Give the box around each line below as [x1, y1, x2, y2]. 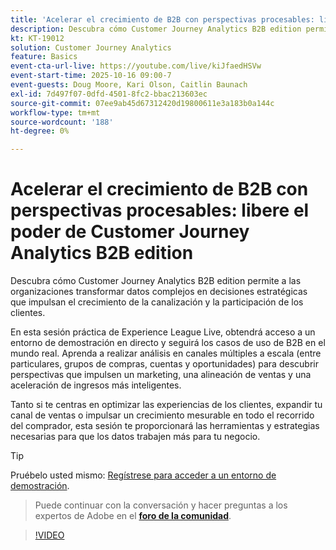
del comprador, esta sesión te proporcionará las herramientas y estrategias [10, 420, 320, 432]
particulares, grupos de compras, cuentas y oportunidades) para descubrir [10, 358, 319, 370]
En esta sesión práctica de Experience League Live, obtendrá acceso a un [10, 326, 316, 338]
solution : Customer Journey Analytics [10, 42, 172, 53]
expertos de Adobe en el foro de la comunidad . [34, 510, 232, 522]
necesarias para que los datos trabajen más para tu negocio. [10, 431, 261, 443]
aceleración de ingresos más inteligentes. [10, 379, 182, 391]
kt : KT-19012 [10, 33, 65, 43]
